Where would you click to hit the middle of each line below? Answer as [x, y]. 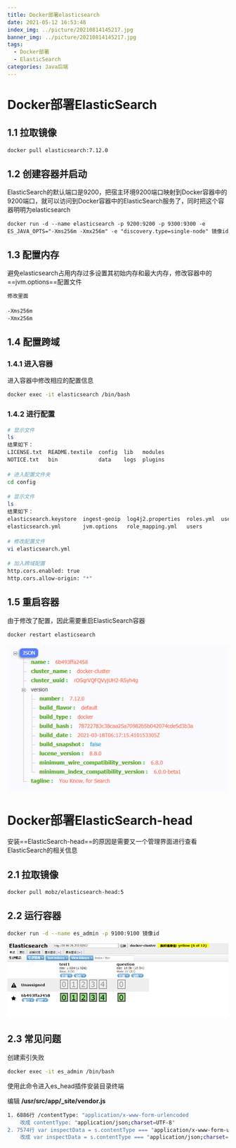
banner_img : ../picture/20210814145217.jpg [72, 37]
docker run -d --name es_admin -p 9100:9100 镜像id [83, 933]
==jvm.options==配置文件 [45, 282]
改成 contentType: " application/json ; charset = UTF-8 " [98, 1123]
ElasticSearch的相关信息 [42, 850]
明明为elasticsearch [42, 210]
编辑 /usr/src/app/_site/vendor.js [57, 1101]
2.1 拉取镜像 [33, 875]
